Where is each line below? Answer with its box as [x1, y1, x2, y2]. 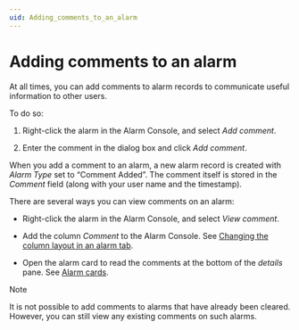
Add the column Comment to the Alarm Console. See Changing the [21, 230, 270, 241]
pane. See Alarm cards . [21, 267, 109, 277]
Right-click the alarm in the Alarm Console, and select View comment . [21, 213, 279, 224]
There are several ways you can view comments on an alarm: [9, 195, 235, 206]
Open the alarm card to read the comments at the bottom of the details [21, 257, 283, 268]
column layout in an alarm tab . [21, 240, 134, 251]
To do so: [9, 108, 44, 119]
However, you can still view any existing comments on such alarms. [9, 310, 257, 321]
